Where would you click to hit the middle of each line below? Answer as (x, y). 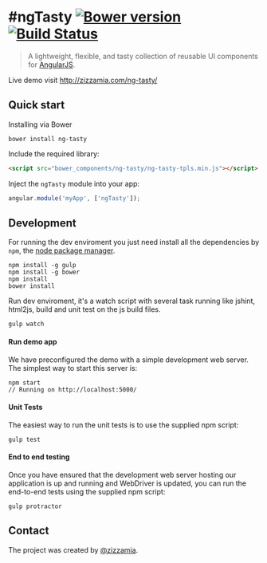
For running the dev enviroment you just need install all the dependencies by (134, 242)
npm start (25, 383)
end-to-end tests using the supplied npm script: (87, 491)
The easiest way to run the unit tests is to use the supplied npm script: (124, 425)
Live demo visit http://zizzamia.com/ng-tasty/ (83, 80)
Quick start (37, 105)
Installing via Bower (40, 124)
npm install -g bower (44, 272)
